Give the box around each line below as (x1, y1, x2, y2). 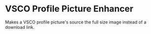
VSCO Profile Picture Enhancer (5, 3, 134, 14)
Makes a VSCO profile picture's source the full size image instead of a (5, 19, 147, 25)
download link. (5, 24, 35, 30)
